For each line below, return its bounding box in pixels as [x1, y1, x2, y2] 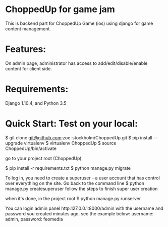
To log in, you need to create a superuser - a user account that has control [5, 175, 160, 181]
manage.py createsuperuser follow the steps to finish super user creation [5, 185, 158, 192]
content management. [5, 25, 51, 31]
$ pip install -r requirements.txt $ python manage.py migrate [5, 165, 131, 171]
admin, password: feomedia [5, 216, 63, 222]
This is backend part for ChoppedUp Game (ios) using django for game [5, 20, 153, 26]
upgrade [5, 140, 23, 146]
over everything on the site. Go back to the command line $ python [5, 180, 145, 186]
